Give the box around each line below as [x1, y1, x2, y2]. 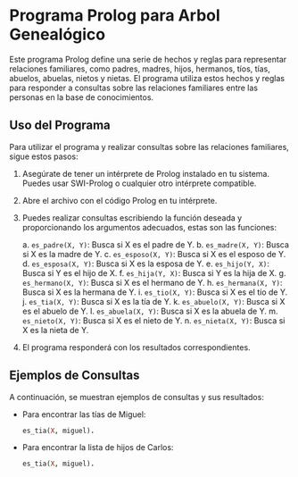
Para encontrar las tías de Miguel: [21, 408, 146, 420]
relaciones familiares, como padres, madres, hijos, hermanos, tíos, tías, [9, 63, 270, 74]
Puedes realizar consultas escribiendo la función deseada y [21, 212, 243, 223]
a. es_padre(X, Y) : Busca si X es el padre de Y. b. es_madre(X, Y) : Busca [21, 238, 290, 250]
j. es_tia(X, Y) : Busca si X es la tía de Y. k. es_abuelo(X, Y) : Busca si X [21, 296, 286, 306]
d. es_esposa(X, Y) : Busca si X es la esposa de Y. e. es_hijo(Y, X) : [21, 258, 269, 269]
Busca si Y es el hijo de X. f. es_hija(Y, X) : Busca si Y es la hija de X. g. [21, 267, 286, 278]
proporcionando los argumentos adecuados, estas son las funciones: [21, 222, 277, 232]
